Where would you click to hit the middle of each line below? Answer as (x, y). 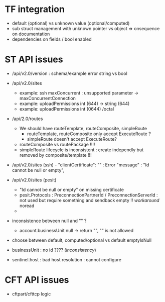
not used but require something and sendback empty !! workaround (89, 200)
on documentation (31, 34)
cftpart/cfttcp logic (31, 294)
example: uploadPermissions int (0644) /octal (67, 109)
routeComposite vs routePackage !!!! (57, 144)
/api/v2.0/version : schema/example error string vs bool (69, 73)
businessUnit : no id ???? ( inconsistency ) (54, 250)
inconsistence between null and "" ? (49, 221)
